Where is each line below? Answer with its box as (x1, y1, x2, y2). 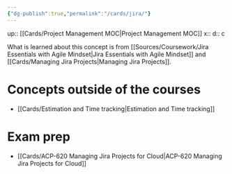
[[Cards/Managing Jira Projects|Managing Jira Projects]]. (7, 57, 172, 66)
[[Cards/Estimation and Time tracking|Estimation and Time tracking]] (17, 105, 215, 113)
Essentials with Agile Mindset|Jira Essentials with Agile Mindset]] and (7, 50, 206, 58)
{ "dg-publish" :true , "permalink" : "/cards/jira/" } (7, 10, 151, 17)
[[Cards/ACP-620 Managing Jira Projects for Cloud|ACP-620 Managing (17, 152, 223, 160)
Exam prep (7, 129, 71, 144)
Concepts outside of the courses (7, 81, 201, 97)
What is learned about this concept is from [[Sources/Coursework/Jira (7, 42, 209, 51)
